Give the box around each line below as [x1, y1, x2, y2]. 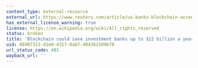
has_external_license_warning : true [6, 20, 96, 25]
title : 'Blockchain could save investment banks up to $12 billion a [6, 36, 181, 42]
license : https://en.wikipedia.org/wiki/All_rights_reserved [6, 25, 160, 31]
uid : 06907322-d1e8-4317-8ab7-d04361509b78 [6, 42, 115, 48]
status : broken [6, 31, 44, 37]
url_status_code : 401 [6, 47, 60, 53]
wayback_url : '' [6, 53, 46, 59]
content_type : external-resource [6, 8, 88, 15]
